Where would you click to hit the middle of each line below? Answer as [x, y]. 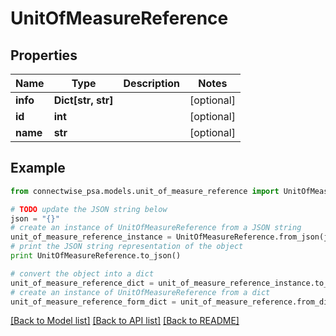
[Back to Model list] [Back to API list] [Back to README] [125, 321]
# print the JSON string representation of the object [127, 247]
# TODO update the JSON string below [89, 209]
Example [38, 168]
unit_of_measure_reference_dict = [82, 283]
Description [151, 83]
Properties [44, 55]
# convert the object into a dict [82, 273]
